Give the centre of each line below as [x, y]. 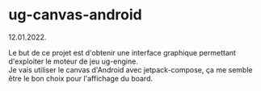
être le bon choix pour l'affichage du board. [81, 78]
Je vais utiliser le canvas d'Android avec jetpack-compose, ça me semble [130, 69]
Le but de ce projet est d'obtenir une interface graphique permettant [122, 52]
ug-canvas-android [76, 15]
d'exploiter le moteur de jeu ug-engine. [74, 61]
